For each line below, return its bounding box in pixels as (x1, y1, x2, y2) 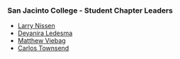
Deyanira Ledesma (17, 29, 73, 37)
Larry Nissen (17, 22, 55, 30)
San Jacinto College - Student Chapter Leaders (7, 6, 174, 15)
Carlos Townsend (17, 44, 69, 53)
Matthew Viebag (17, 37, 66, 45)
